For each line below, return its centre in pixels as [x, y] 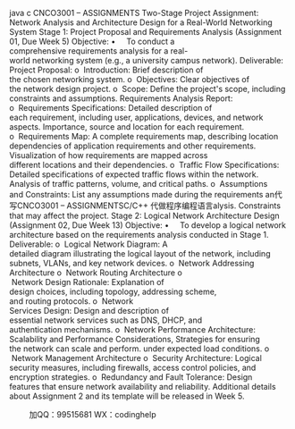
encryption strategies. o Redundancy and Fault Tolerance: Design [131, 377]
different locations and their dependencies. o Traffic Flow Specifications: [144, 165]
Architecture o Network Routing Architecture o [96, 273]
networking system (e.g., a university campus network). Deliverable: [158, 60]
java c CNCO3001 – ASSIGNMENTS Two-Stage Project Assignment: [134, 13]
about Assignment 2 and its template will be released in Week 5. [127, 396]
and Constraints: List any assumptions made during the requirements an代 [146, 194]
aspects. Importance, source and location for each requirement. [127, 127]
